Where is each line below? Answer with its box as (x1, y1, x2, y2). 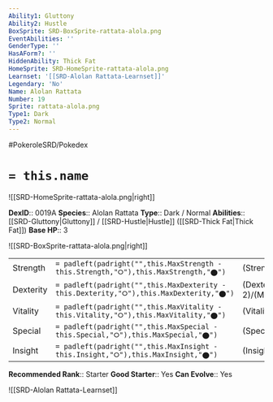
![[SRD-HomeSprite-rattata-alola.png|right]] (8, 192, 156, 201)
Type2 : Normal (8, 118, 57, 126)
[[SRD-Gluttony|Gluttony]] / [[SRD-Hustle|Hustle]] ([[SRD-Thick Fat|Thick (8, 216, 253, 226)
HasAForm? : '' (8, 50, 57, 58)
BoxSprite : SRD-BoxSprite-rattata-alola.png (8, 27, 162, 35)
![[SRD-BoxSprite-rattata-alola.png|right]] (8, 240, 148, 250)
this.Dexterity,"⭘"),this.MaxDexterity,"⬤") (55, 289, 235, 298)
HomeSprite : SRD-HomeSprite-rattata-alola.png (8, 65, 169, 73)
